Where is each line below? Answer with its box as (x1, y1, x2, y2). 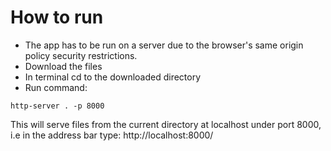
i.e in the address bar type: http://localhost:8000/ (10, 129, 214, 141)
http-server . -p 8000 (10, 101, 105, 111)
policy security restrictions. (24, 49, 138, 61)
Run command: (24, 81, 88, 93)
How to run (10, 6, 104, 29)
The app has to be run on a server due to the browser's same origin (24, 39, 304, 51)
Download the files (24, 60, 103, 72)
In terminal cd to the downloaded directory (24, 71, 202, 83)
